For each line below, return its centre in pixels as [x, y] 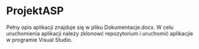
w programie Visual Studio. [39, 40]
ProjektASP [35, 11]
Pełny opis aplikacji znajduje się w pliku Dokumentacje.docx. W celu [90, 27]
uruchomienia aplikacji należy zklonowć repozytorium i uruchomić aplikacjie [100, 33]
